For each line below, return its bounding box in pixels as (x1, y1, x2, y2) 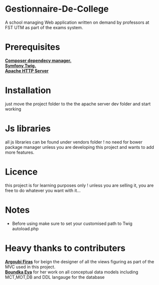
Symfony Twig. (5, 63, 36, 68)
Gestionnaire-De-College (5, 3, 109, 15)
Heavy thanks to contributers (5, 242, 126, 253)
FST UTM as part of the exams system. (5, 24, 83, 30)
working (5, 106, 22, 112)
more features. (5, 149, 35, 155)
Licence (5, 166, 38, 177)
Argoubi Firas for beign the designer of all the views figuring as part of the (5, 258, 154, 265)
